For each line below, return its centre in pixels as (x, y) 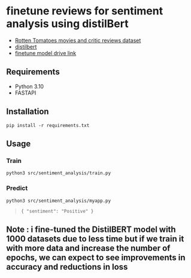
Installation (28, 112)
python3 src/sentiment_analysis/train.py (59, 173)
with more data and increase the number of (88, 248)
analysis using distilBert (67, 24)
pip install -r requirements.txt (48, 125)
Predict (17, 188)
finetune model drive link (46, 53)
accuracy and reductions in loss (67, 267)
